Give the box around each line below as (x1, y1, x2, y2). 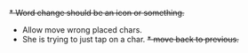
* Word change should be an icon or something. (9, 8, 185, 18)
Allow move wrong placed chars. (21, 25, 142, 34)
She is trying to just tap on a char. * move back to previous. (21, 34, 240, 44)
